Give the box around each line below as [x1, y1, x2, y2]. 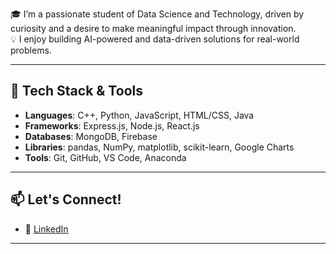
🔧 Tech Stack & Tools [10, 83, 143, 100]
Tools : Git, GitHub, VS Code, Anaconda [24, 151, 187, 163]
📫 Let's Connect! [10, 191, 122, 208]
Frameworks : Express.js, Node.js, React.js [24, 119, 200, 132]
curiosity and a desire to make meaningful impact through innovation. [10, 23, 297, 34]
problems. [10, 44, 52, 56]
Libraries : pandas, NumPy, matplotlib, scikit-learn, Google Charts [24, 141, 295, 153]
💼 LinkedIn [24, 223, 69, 235]
